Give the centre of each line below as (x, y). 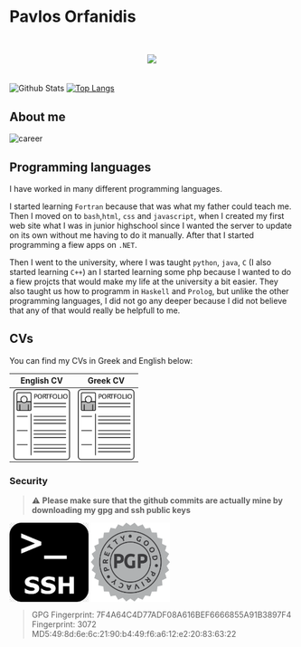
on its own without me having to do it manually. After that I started (132, 235)
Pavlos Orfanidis (73, 17)
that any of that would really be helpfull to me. (95, 310)
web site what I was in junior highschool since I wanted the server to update (150, 225)
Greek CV (106, 381)
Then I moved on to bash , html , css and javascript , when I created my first (147, 216)
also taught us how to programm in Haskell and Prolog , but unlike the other (149, 291)
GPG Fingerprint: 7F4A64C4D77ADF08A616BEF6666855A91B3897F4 (161, 615)
